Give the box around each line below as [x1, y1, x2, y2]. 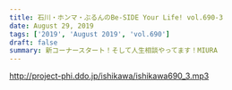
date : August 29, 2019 [9, 21, 94, 30]
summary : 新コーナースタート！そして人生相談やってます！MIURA [9, 46, 218, 55]
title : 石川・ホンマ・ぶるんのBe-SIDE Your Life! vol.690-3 [9, 12, 224, 22]
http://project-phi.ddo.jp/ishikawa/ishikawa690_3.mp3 [9, 70, 210, 81]
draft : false [9, 37, 58, 47]
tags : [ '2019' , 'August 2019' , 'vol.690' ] [9, 29, 170, 38]
